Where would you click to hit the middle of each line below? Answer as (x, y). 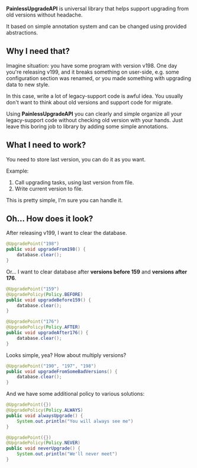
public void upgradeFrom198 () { (46, 249)
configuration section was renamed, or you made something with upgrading (98, 78)
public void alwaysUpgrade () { (45, 416)
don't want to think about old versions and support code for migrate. (90, 102)
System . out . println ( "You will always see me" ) (75, 421)
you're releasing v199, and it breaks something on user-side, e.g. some (93, 72)
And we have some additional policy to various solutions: (75, 394)
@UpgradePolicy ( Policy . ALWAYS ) (45, 410)
